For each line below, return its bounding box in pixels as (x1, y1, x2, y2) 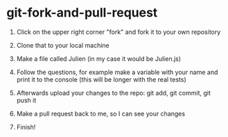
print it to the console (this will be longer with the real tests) (16, 75, 186, 84)
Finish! (16, 122, 36, 131)
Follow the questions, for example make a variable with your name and (16, 68, 218, 76)
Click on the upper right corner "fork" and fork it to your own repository (16, 28, 221, 36)
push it (16, 95, 37, 104)
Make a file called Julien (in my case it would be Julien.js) (16, 54, 182, 63)
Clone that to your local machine (16, 41, 110, 49)
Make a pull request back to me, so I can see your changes (16, 109, 185, 118)
